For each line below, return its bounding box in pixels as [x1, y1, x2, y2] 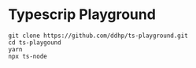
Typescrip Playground [8, 6, 156, 24]
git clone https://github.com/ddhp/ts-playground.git [8, 32, 189, 40]
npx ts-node [8, 52, 47, 60]
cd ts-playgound [8, 38, 61, 47]
